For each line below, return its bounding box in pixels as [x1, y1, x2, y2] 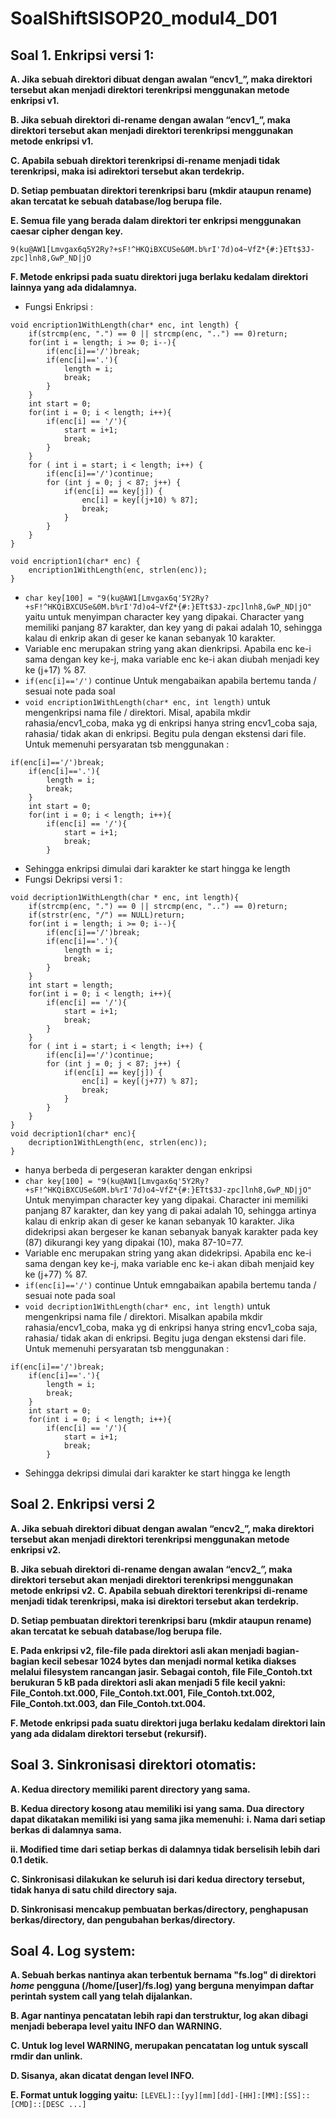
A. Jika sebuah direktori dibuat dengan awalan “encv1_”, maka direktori [10, 73, 313, 85]
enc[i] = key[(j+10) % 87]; [81, 495, 199, 505]
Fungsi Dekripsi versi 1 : [24, 873, 123, 885]
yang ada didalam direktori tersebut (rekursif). [10, 1727, 208, 1739]
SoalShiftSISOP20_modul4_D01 [10, 7, 278, 30]
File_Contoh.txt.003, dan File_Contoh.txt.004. [10, 1697, 207, 1709]
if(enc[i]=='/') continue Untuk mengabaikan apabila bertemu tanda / [24, 675, 317, 686]
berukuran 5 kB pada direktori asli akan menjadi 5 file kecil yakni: [10, 1676, 286, 1688]
